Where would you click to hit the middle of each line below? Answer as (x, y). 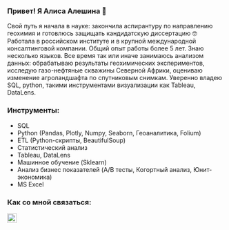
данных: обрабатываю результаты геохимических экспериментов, (106, 63)
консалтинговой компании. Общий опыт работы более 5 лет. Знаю (106, 48)
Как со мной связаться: (49, 202)
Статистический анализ (52, 147)
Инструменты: (33, 111)
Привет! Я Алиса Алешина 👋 (57, 11)
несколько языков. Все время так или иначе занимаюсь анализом (106, 56)
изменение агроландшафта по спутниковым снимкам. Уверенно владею (115, 78)
